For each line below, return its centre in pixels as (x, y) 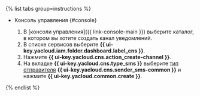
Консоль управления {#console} (55, 20)
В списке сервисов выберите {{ (64, 44)
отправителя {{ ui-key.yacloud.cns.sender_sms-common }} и (102, 70)
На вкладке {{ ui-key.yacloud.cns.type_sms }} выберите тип (101, 63)
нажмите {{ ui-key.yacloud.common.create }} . (83, 76)
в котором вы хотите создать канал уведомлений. (88, 38)
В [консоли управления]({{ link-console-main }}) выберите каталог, (108, 32)
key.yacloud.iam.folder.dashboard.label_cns (80, 51)
